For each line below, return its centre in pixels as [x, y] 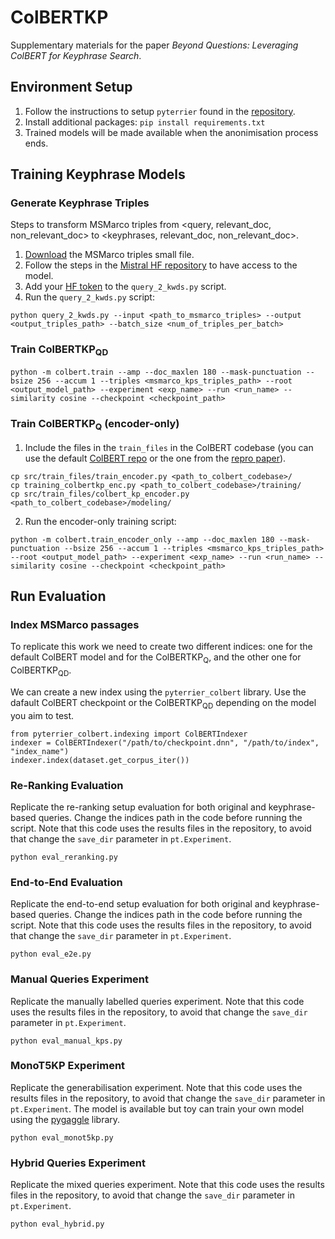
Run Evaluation [58, 596]
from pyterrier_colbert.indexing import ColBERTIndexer [129, 734]
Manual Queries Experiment [80, 979]
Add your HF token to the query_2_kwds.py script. [125, 287]
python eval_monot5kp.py [62, 1137]
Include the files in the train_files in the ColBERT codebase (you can [169, 447]
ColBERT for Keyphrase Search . [76, 55]
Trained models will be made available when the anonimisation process [171, 132]
